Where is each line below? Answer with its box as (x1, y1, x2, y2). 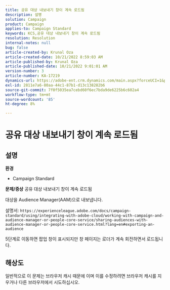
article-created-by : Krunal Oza (5, 50, 73, 55)
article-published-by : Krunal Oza (5, 59, 78, 64)
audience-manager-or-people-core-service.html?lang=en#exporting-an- (5, 222, 155, 227)
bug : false (5, 45, 28, 50)
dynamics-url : (5, 78, 35, 83)
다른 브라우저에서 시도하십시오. (18, 279, 80, 285)
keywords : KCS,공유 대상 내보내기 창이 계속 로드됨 (5, 31, 101, 36)
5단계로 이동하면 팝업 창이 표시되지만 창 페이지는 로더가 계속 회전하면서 (5, 236, 146, 242)
